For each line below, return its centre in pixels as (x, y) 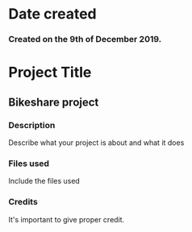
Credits (23, 202)
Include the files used (44, 181)
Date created (52, 14)
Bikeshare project (54, 102)
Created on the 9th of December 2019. (85, 39)
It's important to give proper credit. (67, 219)
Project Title (50, 72)
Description (32, 125)
